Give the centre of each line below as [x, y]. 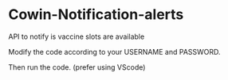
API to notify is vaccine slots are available [77, 36]
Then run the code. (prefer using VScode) [77, 67]
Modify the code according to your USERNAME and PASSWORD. [114, 51]
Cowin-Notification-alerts [96, 15]
